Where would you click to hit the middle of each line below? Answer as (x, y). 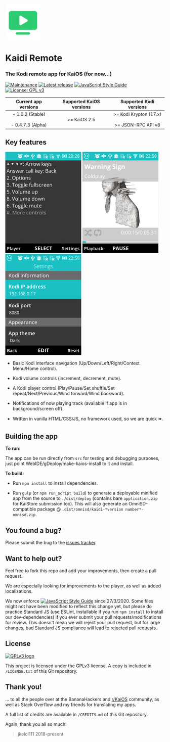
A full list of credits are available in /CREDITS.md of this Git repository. (77, 714)
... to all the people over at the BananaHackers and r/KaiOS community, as (82, 699)
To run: (13, 448)
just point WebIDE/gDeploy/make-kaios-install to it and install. (70, 463)
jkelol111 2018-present (40, 734)
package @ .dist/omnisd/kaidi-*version (80, 509)
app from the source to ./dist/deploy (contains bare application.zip (85, 498)
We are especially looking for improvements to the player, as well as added (83, 586)
